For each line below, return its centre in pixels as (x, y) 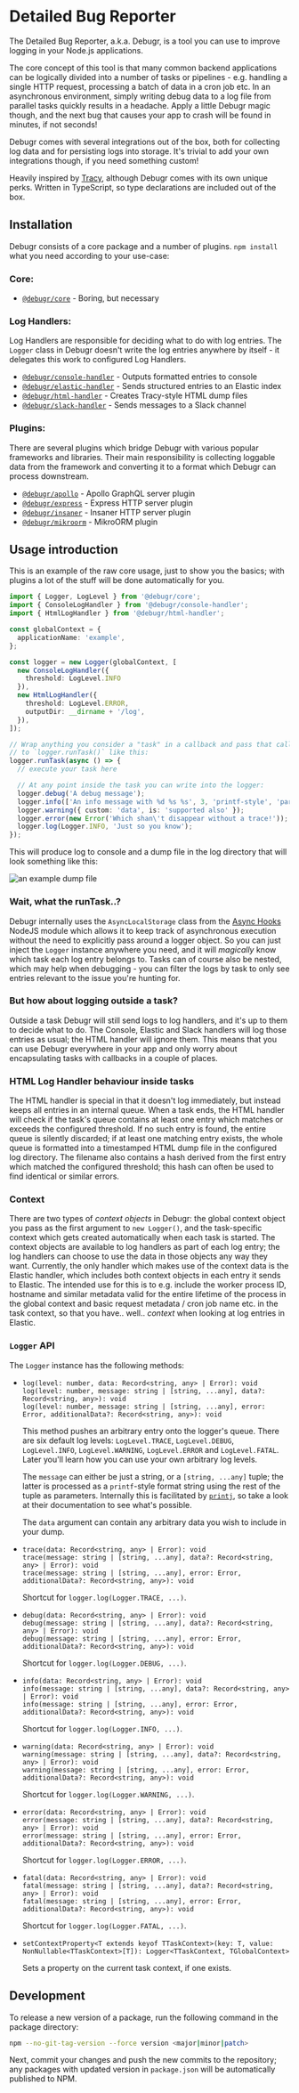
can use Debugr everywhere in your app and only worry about (123, 1049)
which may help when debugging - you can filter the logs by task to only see (149, 969)
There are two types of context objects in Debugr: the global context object (148, 1219)
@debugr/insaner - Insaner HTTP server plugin (106, 512)
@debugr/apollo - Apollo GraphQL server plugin (109, 493)
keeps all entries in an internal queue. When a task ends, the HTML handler (147, 1110)
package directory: (44, 2026)
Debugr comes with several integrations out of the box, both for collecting (145, 142)
